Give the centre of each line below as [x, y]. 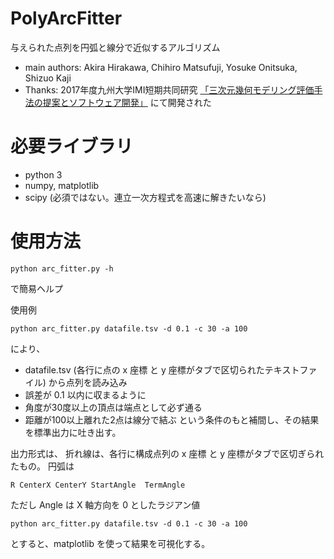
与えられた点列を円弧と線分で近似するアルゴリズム [115, 47]
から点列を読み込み [88, 382]
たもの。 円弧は [42, 466]
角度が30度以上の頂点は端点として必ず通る [113, 407]
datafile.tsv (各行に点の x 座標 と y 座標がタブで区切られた [144, 369]
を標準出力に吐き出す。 [73, 432]
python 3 [43, 174]
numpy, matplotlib [62, 185]
